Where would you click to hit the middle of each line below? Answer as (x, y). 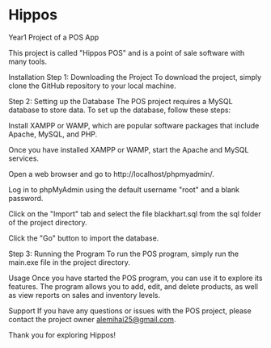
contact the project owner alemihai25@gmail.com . (92, 319)
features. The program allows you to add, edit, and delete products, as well (133, 286)
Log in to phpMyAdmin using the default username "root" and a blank (124, 189)
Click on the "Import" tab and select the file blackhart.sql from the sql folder (135, 214)
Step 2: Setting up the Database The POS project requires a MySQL (121, 101)
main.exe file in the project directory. (70, 262)
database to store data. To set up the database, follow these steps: (120, 110)
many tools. (28, 61)
